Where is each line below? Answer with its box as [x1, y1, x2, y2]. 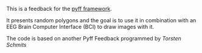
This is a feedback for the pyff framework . [6, 5, 113, 12]
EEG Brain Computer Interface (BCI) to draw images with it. [6, 23, 155, 30]
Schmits [6, 42, 27, 48]
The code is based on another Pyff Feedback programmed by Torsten [6, 35, 181, 42]
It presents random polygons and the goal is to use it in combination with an [6, 17, 197, 23]
